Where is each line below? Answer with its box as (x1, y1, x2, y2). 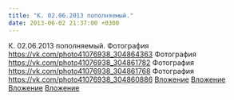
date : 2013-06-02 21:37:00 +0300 (8, 19, 120, 27)
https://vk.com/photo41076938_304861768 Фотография (8, 66, 194, 75)
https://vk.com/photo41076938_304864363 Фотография (8, 49, 197, 59)
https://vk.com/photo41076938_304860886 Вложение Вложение (8, 75, 226, 84)
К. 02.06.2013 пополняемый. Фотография (8, 40, 149, 50)
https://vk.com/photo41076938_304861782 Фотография (8, 57, 194, 67)
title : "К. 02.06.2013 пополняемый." (8, 11, 134, 20)
